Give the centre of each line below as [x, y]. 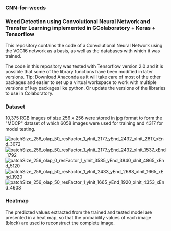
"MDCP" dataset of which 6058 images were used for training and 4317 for [84, 123]
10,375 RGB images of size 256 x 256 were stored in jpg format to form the [84, 118]
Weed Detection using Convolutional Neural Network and [78, 21]
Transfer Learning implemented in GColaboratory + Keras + [80, 28]
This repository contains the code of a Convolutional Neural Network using [84, 46]
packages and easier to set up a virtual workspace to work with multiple [81, 82]
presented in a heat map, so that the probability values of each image [78, 217]
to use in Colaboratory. [29, 93]
